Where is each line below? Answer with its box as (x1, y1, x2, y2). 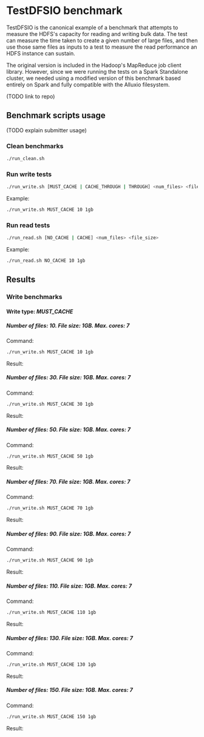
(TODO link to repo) (6, 93, 55, 100)
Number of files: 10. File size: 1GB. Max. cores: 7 (6, 322, 130, 329)
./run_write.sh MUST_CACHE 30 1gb (6, 401, 94, 407)
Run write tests (6, 170, 52, 178)
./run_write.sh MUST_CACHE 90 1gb (6, 557, 94, 563)
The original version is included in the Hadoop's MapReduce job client (6, 62, 182, 69)
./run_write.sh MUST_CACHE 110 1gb (6, 610, 97, 616)
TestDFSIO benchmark (6, 4, 123, 18)
